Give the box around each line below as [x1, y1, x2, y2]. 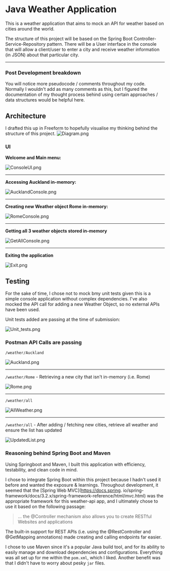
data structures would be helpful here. [5, 97, 85, 103]
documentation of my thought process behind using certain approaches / [5, 91, 158, 97]
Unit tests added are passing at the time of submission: [5, 316, 120, 323]
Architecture [5, 112, 47, 120]
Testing [5, 277, 30, 285]
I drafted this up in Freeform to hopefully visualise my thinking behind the [5, 125, 158, 131]
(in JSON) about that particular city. [5, 52, 79, 58]
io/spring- [123, 487, 144, 493]
